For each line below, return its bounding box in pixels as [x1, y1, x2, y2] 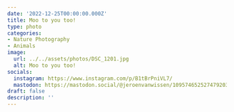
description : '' [7, 95, 54, 102]
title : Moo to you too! [7, 17, 77, 24]
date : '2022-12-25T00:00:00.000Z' [7, 10, 108, 17]
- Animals [7, 42, 36, 49]
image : [7, 49, 26, 56]
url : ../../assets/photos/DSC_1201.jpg [13, 56, 130, 63]
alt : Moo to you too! [13, 62, 77, 69]
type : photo [7, 23, 42, 30]
